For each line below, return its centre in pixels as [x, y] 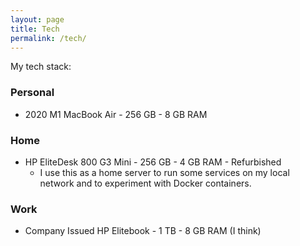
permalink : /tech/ [48, 38]
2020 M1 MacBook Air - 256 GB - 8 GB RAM [116, 114]
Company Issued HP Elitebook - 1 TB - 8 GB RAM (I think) [143, 231]
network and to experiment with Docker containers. [145, 183]
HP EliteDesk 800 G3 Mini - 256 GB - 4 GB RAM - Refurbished [153, 162]
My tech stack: [41, 67]
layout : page [37, 19]
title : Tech [35, 29]
